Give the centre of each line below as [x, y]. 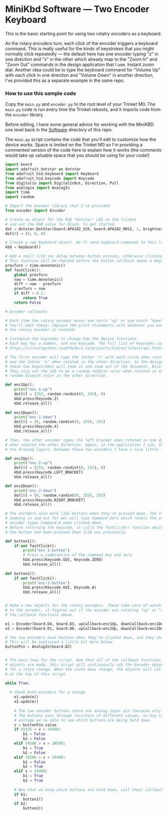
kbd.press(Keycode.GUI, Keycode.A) [60, 587]
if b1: [21, 795]
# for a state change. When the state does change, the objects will [79, 669]
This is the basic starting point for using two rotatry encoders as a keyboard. [83, 33]
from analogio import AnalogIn [38, 188]
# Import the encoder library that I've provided [58, 206]
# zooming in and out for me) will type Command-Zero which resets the [81, 518]
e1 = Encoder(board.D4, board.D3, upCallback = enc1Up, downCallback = [78, 624]
